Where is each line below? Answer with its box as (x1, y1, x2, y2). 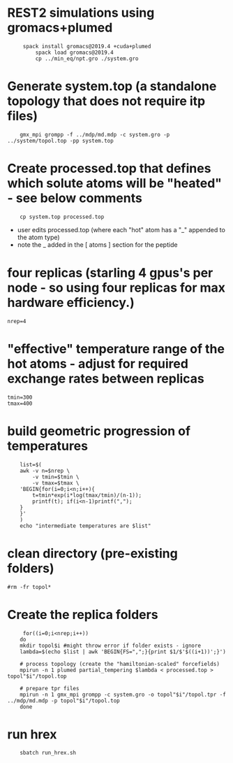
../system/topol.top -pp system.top (7, 137, 114, 144)
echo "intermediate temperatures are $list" (20, 522, 151, 529)
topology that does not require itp (7, 93, 206, 109)
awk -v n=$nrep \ (20, 467, 70, 474)
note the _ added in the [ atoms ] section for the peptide (17, 240, 178, 249)
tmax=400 (7, 400, 33, 407)
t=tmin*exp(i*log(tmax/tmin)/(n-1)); (32, 492, 142, 499)
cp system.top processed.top (20, 213, 105, 220)
